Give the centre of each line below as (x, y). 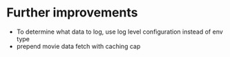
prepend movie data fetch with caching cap (78, 46)
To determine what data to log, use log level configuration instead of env (120, 32)
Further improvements (72, 13)
